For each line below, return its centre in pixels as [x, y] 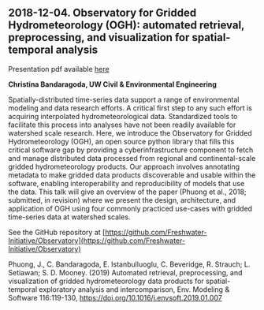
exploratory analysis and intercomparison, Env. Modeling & [134, 289]
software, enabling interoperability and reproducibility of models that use [126, 183]
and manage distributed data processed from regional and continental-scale [132, 158]
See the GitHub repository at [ [57, 232]
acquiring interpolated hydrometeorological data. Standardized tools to [123, 116]
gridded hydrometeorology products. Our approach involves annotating [124, 166]
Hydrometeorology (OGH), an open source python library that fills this [121, 141]
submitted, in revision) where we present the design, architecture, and [122, 200]
